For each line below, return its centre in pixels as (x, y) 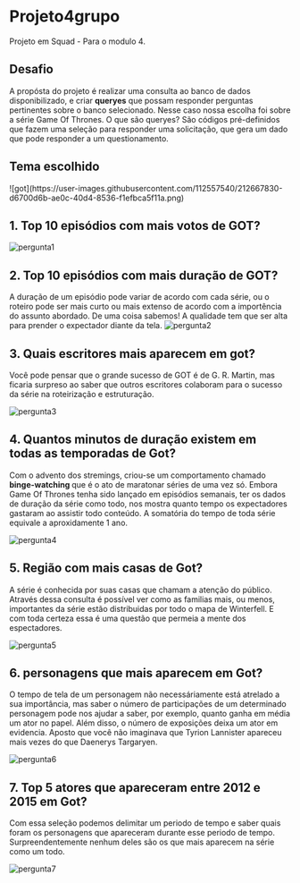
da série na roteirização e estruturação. (82, 394)
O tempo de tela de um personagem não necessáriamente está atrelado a (145, 694)
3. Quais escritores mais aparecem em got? (133, 354)
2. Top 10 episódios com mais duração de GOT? (144, 275)
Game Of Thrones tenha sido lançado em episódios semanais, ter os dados (147, 494)
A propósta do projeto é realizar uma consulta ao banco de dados (130, 90)
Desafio (31, 69)
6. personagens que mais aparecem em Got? (136, 673)
